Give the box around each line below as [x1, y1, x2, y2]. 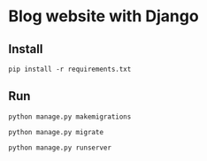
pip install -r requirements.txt [8, 65, 132, 73]
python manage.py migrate [8, 127, 103, 136]
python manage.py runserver [8, 143, 112, 152]
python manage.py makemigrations [8, 112, 132, 121]
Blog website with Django [8, 6, 200, 27]
